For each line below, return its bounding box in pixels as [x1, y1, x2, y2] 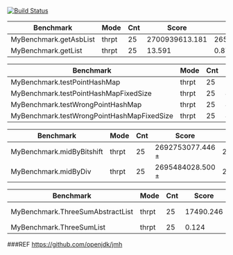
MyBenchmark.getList [10, 46, 83, 55]
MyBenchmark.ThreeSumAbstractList [10, 207, 134, 216]
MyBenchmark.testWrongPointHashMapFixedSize [10, 111, 173, 120]
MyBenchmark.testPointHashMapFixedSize [10, 88, 153, 98]
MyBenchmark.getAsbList [10, 35, 96, 44]
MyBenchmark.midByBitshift [10, 147, 103, 156]
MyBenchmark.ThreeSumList [10, 223, 106, 232]
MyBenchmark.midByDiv [10, 167, 92, 176]
